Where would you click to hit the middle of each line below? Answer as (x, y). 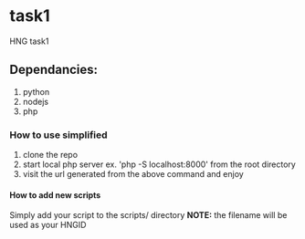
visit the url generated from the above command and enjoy (133, 174)
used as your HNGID (48, 225)
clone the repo (50, 155)
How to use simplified (58, 135)
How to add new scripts (55, 195)
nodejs (35, 101)
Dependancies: (54, 70)
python (36, 91)
